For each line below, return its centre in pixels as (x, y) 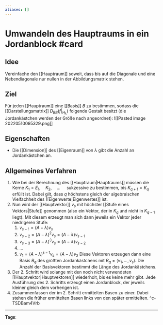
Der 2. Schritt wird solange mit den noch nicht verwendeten (72, 272)
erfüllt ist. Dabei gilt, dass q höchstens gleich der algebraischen (76, 194)
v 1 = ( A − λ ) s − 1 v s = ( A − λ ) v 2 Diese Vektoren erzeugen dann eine (85, 254)
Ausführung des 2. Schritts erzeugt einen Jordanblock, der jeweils (78, 282)
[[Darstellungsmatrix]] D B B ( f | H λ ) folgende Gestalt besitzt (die (65, 112)
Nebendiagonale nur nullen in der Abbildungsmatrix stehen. (65, 79)
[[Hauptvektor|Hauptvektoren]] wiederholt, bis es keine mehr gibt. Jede (84, 277)
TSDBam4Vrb (26, 303)
